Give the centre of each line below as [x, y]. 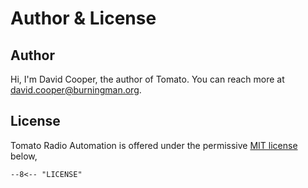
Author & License [83, 18]
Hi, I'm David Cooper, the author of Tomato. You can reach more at [147, 79]
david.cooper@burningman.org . [76, 90]
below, [24, 156]
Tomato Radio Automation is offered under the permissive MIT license [154, 145]
